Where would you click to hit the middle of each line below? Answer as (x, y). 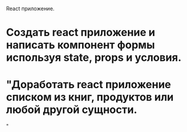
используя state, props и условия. (94, 58)
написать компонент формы (81, 45)
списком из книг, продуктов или (90, 97)
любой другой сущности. (72, 110)
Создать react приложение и (81, 33)
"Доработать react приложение (88, 85)
